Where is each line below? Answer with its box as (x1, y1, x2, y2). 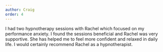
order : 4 (5, 12, 24, 17)
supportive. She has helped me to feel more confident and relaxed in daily (5, 36, 158, 42)
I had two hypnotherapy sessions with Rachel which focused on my (5, 25, 144, 31)
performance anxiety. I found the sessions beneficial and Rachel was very (5, 31, 158, 37)
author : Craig (5, 7, 35, 12)
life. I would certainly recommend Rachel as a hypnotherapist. (5, 41, 133, 47)
